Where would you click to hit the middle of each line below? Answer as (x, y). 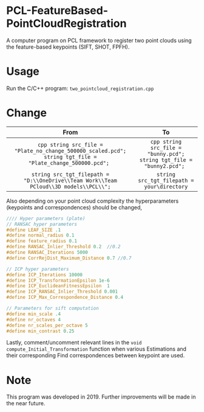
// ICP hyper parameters (38, 269)
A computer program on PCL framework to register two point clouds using (99, 40)
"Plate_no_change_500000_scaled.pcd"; (70, 151)
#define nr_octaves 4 (34, 319)
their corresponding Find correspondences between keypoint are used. (96, 355)
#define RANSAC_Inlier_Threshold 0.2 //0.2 (63, 247)
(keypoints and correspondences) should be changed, (74, 207)
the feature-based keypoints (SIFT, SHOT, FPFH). (68, 47)
